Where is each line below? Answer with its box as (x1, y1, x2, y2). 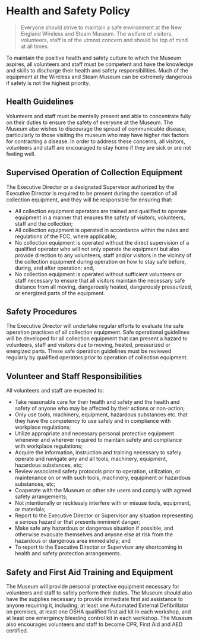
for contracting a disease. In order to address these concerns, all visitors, (6, 138, 185, 145)
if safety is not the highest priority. (6, 79, 90, 87)
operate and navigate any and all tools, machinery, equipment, (14, 455, 168, 463)
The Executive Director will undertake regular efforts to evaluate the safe (6, 322, 184, 330)
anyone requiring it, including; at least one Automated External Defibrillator (6, 602, 189, 609)
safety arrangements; (14, 493, 68, 500)
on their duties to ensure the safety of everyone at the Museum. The (6, 119, 173, 126)
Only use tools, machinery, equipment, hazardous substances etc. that (14, 411, 188, 418)
